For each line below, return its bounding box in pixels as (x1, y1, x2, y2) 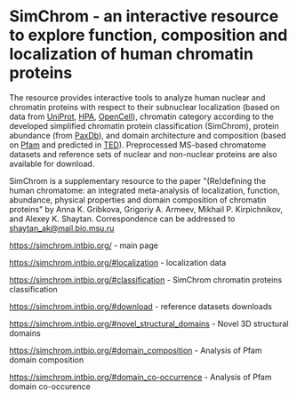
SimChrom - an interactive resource (9, 6, 279, 27)
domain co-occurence (9, 380, 91, 392)
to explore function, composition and (9, 25, 288, 45)
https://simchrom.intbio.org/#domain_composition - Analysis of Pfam (9, 345, 262, 355)
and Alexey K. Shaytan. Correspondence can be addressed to (9, 213, 236, 224)
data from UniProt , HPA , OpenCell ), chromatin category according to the (9, 111, 274, 122)
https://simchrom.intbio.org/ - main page (9, 240, 158, 251)
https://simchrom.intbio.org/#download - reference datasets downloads (9, 300, 273, 312)
